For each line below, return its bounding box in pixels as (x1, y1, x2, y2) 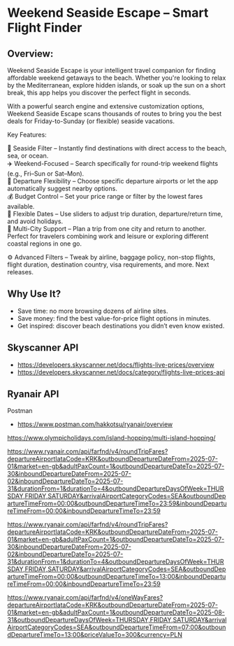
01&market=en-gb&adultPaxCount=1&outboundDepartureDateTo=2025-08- (7, 608, 226, 617)
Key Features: (7, 131, 47, 139)
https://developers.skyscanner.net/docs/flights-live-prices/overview (17, 360, 214, 369)
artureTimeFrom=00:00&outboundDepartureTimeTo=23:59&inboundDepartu (7, 499, 227, 508)
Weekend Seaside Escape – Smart (7, 5, 209, 21)
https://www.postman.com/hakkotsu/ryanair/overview (17, 420, 173, 428)
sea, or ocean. (7, 152, 49, 160)
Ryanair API (7, 388, 59, 400)
